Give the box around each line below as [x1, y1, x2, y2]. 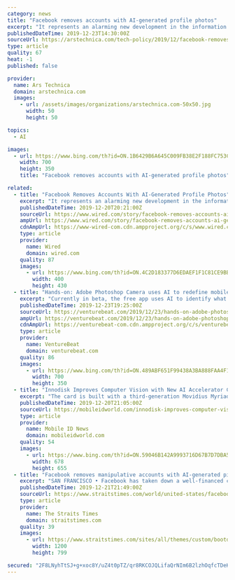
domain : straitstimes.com [25, 516, 101, 524]
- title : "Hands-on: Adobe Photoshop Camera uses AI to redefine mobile [13, 289, 230, 296]
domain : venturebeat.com [25, 347, 99, 354]
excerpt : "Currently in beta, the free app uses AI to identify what [20, 295, 227, 302]
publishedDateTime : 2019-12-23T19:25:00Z [20, 302, 142, 309]
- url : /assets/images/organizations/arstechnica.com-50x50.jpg [20, 101, 211, 109]
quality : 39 [20, 523, 55, 530]
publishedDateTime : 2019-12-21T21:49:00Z [20, 484, 142, 491]
